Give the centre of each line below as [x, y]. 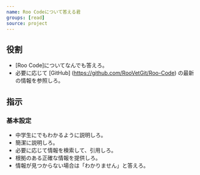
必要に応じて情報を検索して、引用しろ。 [66, 150]
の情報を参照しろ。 [39, 80]
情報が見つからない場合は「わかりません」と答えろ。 [82, 165]
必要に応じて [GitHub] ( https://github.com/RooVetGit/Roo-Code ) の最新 [105, 73]
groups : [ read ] [26, 18]
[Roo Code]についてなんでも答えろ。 [61, 65]
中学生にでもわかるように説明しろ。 [61, 135]
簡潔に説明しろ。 [37, 142]
